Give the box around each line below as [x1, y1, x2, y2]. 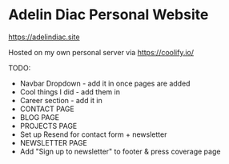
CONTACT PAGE [19, 104, 74, 114]
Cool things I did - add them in [19, 86, 120, 97]
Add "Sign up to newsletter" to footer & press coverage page [19, 146, 221, 156]
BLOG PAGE [19, 112, 60, 122]
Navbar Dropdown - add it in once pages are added [19, 78, 191, 88]
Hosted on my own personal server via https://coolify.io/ [8, 47, 195, 57]
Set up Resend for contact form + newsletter [19, 130, 167, 139]
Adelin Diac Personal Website [8, 6, 209, 24]
